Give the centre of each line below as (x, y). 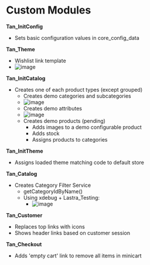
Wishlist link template (40, 61)
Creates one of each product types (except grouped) (79, 89)
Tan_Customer (24, 215)
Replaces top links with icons (50, 226)
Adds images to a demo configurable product (87, 127)
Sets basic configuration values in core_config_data (77, 38)
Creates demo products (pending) (64, 120)
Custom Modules (49, 10)
